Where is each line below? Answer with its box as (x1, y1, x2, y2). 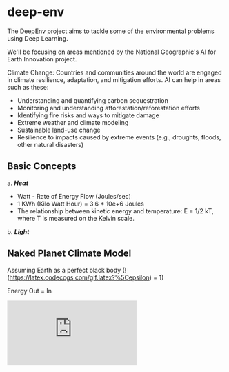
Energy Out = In (7, 286, 52, 295)
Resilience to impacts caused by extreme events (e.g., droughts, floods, (17, 133, 221, 141)
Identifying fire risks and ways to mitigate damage (17, 111, 160, 119)
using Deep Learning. (7, 34, 68, 42)
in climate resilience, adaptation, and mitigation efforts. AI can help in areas (7, 75, 221, 84)
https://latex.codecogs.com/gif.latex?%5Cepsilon (9, 273, 150, 282)
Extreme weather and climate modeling (17, 118, 129, 126)
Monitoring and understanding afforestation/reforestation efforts (17, 104, 200, 112)
